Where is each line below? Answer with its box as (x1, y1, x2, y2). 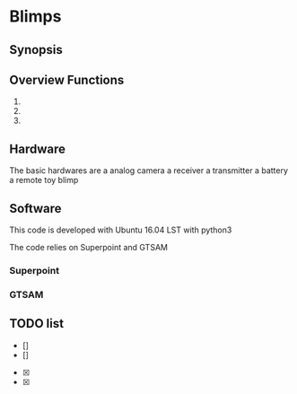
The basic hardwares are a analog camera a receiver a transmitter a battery (9, 165, 289, 176)
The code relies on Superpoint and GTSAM (9, 242, 169, 253)
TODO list (9, 316, 65, 331)
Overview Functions (9, 72, 125, 87)
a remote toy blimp (9, 175, 79, 186)
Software (9, 200, 62, 216)
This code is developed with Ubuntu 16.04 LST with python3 (9, 224, 232, 235)
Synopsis (9, 42, 63, 57)
